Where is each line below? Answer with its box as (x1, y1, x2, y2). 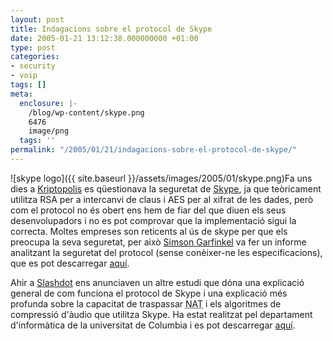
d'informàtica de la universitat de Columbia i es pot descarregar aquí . (10, 319, 296, 331)
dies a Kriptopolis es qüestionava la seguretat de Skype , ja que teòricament (10, 182, 322, 195)
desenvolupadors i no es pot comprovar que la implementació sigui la (10, 214, 297, 226)
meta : (10, 89, 33, 99)
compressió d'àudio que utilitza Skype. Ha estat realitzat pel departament (10, 308, 313, 320)
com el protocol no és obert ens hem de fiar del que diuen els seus (10, 204, 287, 216)
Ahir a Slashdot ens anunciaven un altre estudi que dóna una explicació (10, 276, 305, 288)
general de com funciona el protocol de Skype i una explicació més (10, 287, 288, 299)
